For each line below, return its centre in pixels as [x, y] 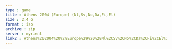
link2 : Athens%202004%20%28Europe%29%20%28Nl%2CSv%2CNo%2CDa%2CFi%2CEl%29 [88, 39]
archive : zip [20, 29]
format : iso [19, 24]
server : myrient [24, 34]
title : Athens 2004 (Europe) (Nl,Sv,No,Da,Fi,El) [60, 15]
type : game [18, 10]
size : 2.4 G [19, 19]
